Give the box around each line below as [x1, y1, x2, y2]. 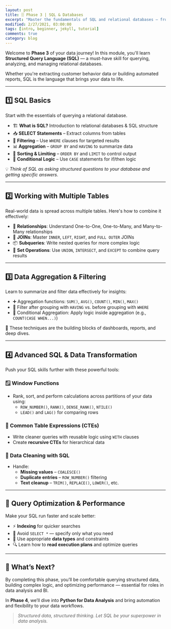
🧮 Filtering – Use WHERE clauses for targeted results [12, 137, 120, 143]
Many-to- [142, 223, 163, 229]
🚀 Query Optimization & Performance [5, 499, 126, 508]
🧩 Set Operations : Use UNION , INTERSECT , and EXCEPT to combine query [12, 247, 160, 253]
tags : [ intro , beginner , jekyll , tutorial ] [5, 27, 99, 32]
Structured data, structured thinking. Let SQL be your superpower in [17, 612, 161, 618]
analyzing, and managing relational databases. [5, 61, 103, 67]
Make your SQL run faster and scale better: [5, 513, 96, 519]
